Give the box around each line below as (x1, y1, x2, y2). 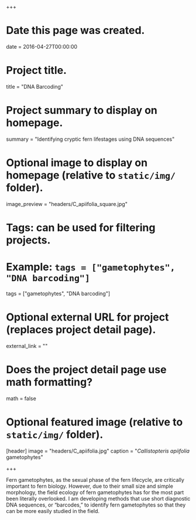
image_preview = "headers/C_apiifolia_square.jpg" (6, 200, 128, 207)
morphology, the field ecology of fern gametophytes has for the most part (6, 488, 184, 496)
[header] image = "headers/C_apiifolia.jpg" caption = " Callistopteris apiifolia (6, 447, 190, 454)
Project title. (6, 64, 67, 77)
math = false (6, 394, 36, 402)
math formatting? (6, 376, 92, 389)
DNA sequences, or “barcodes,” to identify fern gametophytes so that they (6, 501, 186, 508)
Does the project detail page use (6, 363, 167, 376)
